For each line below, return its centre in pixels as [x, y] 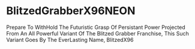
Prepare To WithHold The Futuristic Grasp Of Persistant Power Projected [96, 27]
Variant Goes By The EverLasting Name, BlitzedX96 [70, 40]
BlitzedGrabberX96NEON [71, 11]
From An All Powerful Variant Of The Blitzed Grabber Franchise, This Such [97, 33]
